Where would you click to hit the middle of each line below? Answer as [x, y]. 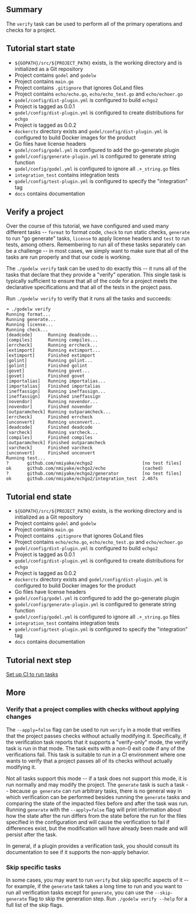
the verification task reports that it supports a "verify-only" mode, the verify [97, 742]
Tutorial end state [39, 497]
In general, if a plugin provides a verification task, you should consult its [93, 846]
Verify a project [35, 212]
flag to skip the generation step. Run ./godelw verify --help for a [108, 899]
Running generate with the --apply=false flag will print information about [94, 810]
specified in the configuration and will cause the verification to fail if [88, 822]
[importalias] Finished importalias [53, 387]
